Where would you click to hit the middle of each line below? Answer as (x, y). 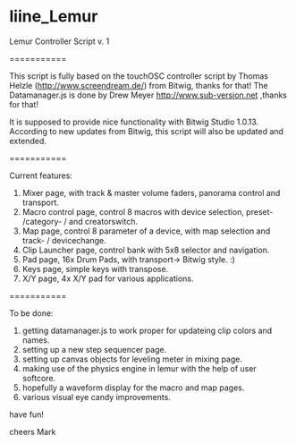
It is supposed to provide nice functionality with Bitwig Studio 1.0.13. (134, 122)
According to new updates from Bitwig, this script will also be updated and (147, 131)
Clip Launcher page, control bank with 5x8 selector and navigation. (146, 250)
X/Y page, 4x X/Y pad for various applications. (108, 278)
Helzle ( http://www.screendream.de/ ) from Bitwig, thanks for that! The (139, 85)
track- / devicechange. (64, 240)
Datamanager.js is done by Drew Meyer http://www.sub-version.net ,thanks (148, 95)
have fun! (27, 414)
